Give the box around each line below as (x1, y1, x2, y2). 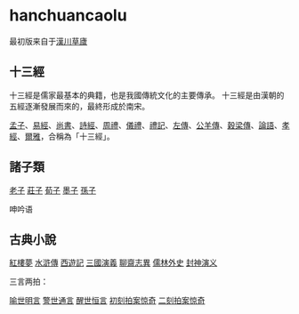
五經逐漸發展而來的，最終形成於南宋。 (9, 101, 149, 111)
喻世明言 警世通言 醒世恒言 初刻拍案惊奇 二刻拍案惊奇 (9, 295, 206, 306)
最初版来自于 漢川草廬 (9, 36, 87, 46)
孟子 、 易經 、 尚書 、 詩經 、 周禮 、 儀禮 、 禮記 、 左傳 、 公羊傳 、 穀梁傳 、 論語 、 (9, 119, 282, 130)
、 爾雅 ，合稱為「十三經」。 (17, 131, 115, 141)
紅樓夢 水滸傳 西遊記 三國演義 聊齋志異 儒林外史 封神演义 (9, 257, 218, 268)
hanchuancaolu (9, 5, 127, 26)
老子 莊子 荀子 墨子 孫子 (9, 184, 96, 196)
